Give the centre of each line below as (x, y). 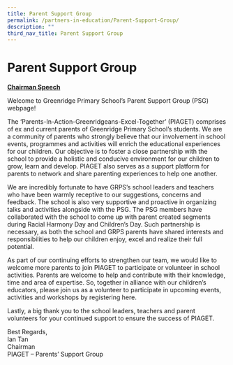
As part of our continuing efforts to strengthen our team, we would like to (112, 260)
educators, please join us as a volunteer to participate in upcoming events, (114, 290)
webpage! (22, 108)
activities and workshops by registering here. (72, 297)
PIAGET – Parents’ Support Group (55, 355)
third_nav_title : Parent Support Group (65, 33)
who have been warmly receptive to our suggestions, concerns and (104, 195)
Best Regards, (27, 332)
